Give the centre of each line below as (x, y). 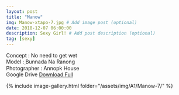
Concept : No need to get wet (42, 55)
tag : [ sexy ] (20, 39)
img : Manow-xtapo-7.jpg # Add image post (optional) (72, 22)
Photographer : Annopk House (43, 68)
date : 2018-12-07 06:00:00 (39, 28)
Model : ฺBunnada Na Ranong (40, 62)
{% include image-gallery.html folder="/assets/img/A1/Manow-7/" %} (90, 86)
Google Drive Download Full (40, 74)
